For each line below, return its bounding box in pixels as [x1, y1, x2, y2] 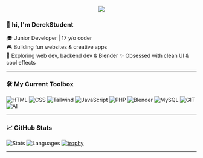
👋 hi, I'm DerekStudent [6, 20, 74, 28]
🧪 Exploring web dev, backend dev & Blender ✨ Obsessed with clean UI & [6, 52, 189, 60]
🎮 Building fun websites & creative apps [6, 43, 108, 51]
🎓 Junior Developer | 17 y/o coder [6, 34, 92, 42]
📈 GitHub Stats [6, 124, 53, 132]
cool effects [6, 59, 36, 66]
